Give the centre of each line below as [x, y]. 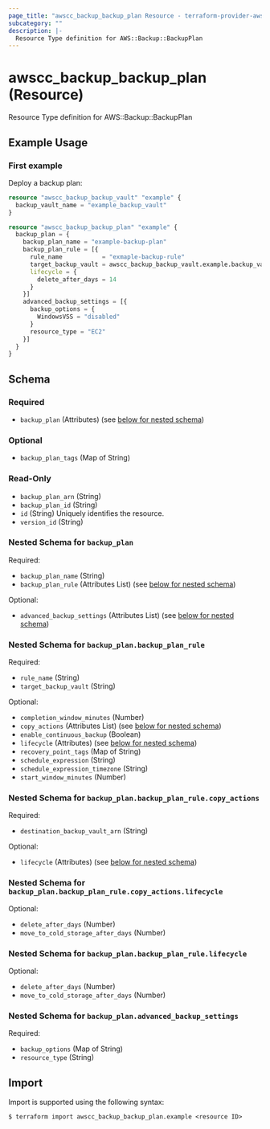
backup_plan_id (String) [59, 505]
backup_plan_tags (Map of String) [75, 458]
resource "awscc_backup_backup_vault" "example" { [95, 198]
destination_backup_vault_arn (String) [84, 831]
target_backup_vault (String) [68, 686]
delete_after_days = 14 [77, 279]
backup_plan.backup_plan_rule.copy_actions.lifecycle [116, 892]
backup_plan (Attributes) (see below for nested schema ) [112, 419]
